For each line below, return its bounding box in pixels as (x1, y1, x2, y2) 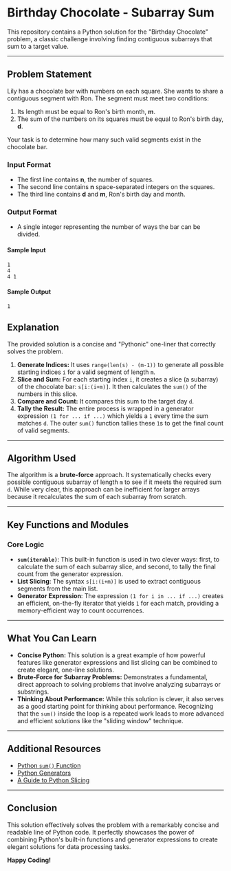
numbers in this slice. (16, 390, 78, 398)
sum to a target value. (7, 42, 69, 50)
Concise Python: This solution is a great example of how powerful (16, 651, 206, 659)
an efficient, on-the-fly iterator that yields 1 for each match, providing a (16, 599, 219, 608)
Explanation (7, 322, 60, 333)
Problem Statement (7, 69, 92, 80)
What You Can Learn (7, 632, 98, 644)
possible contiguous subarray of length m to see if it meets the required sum (7, 478, 222, 486)
